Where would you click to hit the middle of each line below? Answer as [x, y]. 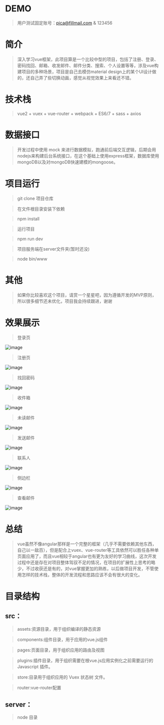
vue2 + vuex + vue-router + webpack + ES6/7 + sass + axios [79, 114]
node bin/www [32, 259]
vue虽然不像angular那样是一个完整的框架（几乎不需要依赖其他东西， [87, 544]
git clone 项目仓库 [35, 198]
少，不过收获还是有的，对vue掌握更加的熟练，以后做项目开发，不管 [86, 569]
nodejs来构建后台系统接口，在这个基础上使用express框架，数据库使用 [88, 155]
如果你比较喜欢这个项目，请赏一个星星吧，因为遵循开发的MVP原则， [87, 295]
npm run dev [30, 239]
